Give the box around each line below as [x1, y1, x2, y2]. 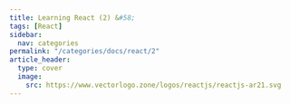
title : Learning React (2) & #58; [9, 13, 136, 23]
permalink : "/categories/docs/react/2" [9, 47, 160, 56]
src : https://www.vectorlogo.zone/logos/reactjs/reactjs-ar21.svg [25, 80, 282, 90]
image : [17, 72, 43, 81]
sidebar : [9, 30, 43, 39]
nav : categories [17, 38, 79, 48]
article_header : [9, 55, 71, 64]
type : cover [17, 64, 63, 73]
